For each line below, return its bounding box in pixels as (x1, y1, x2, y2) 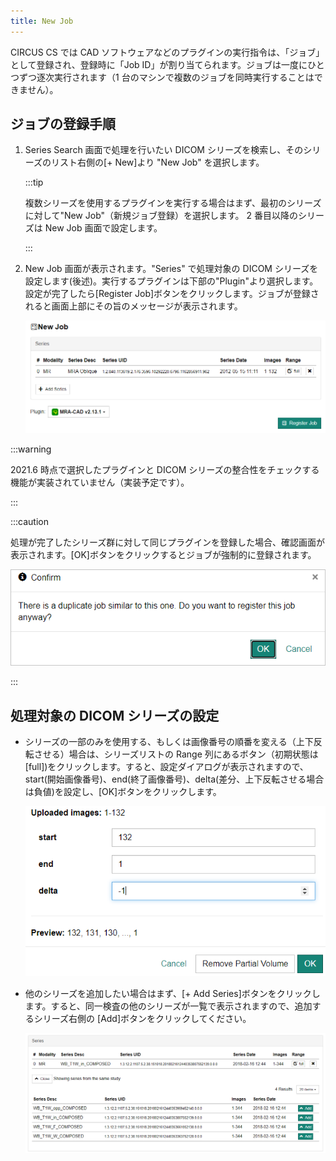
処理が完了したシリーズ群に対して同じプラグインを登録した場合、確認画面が (10, 536, 325, 549)
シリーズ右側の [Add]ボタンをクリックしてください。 (33, 1013, 252, 1025)
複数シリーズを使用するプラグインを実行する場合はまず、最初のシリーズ (24, 197, 322, 209)
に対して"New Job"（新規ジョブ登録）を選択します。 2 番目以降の (24, 210, 299, 222)
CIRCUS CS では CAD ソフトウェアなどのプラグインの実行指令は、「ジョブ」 (10, 46, 325, 58)
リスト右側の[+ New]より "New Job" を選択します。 (51, 156, 265, 169)
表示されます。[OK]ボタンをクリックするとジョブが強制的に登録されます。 (10, 549, 317, 561)
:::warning (10, 443, 52, 455)
